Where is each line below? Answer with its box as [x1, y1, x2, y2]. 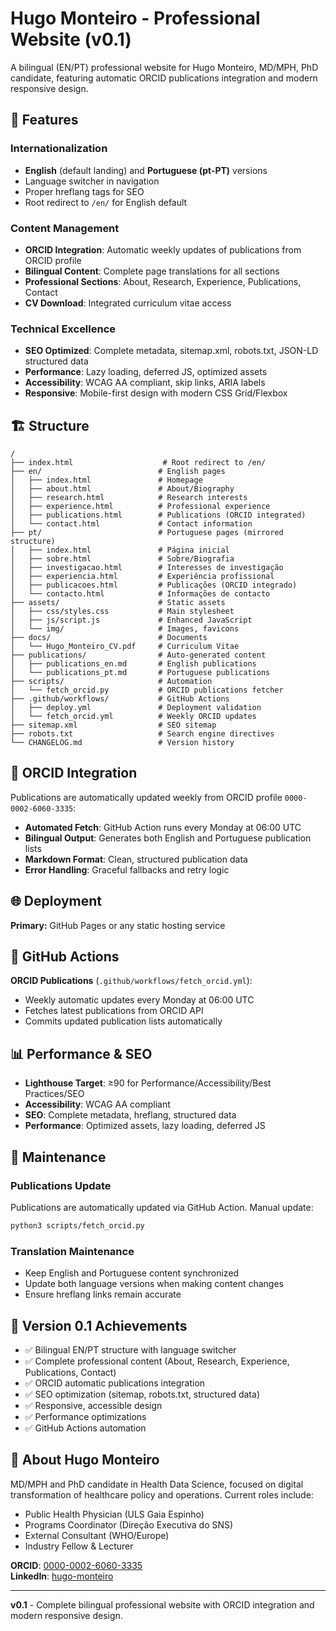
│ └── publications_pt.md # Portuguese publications [10, 668, 271, 678]
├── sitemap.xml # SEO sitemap [10, 720, 217, 731]
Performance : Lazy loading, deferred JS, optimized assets [24, 366, 268, 378]
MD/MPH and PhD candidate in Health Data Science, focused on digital [10, 1478, 304, 1490]
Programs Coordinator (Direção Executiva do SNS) [24, 1518, 234, 1531]
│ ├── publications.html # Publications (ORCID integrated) [10, 510, 307, 521]
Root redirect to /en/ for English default [24, 196, 188, 208]
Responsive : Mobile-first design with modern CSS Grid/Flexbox [24, 387, 288, 399]
